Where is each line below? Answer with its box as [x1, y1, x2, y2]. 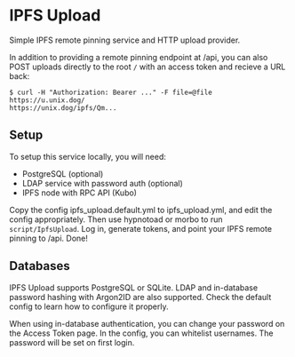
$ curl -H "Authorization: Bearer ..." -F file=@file [9, 88, 213, 97]
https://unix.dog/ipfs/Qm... [9, 103, 117, 112]
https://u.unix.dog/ [9, 95, 86, 105]
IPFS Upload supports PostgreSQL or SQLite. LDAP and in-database [9, 282, 259, 293]
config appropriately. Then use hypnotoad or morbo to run [9, 214, 223, 225]
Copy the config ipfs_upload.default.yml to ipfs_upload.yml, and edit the [9, 204, 273, 215]
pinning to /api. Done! [9, 233, 89, 243]
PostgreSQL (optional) [21, 168, 104, 178]
